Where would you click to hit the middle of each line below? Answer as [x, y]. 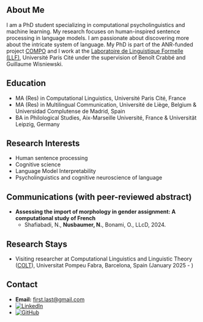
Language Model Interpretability [56, 171]
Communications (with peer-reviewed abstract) [99, 197]
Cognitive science [38, 164]
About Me [25, 10]
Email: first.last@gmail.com [50, 299]
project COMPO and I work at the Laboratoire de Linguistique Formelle [95, 51]
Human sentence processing [51, 158]
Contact [22, 285]
